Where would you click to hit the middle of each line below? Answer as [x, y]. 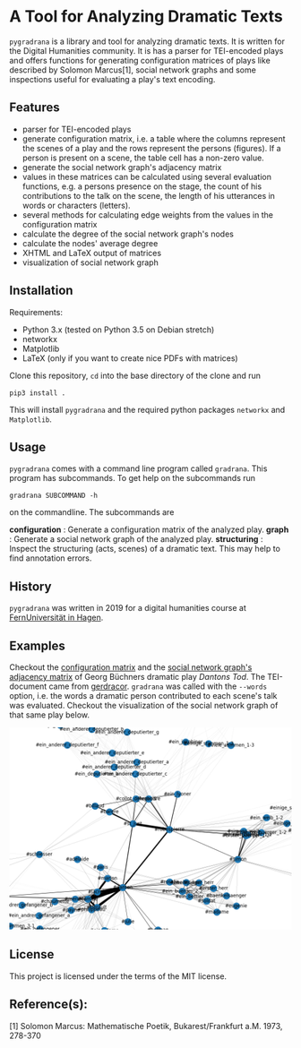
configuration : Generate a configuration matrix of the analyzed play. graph [149, 529]
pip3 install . [38, 393]
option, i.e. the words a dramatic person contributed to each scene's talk [143, 696]
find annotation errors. [51, 558]
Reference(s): [48, 1005]
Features [34, 108]
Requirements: [36, 312]
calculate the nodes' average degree [90, 243]
